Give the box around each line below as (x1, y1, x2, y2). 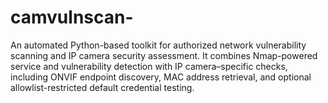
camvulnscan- (10, 6, 134, 29)
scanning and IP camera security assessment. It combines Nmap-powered (10, 49, 318, 61)
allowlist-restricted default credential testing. (10, 81, 195, 93)
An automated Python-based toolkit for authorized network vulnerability (10, 39, 307, 51)
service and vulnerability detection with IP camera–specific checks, (10, 60, 288, 72)
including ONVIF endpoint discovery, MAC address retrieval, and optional (10, 71, 312, 83)
